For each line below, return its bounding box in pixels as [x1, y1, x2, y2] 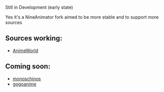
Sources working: [5, 34, 62, 42]
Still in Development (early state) [5, 5, 73, 10]
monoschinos [12, 75, 42, 81]
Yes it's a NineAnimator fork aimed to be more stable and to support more [5, 14, 159, 20]
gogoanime [12, 81, 36, 87]
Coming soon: [5, 62, 51, 71]
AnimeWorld [12, 48, 38, 54]
